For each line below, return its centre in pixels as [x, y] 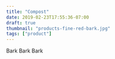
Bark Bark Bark [25, 51]
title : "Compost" [28, 12]
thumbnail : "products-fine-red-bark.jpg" [58, 28]
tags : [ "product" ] [29, 34]
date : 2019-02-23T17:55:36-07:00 [48, 17]
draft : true [21, 23]
